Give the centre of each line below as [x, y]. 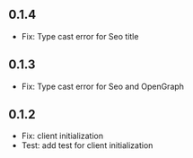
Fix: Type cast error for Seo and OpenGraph [103, 86]
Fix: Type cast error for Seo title [80, 36]
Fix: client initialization [62, 136]
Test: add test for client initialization [87, 145]
